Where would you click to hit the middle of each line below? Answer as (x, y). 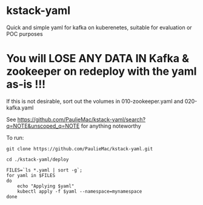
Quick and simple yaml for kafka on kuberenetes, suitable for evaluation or (99, 27)
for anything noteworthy (111, 126)
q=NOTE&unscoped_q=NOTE (43, 126)
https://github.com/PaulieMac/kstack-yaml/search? (82, 119)
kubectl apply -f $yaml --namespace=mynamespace (80, 191)
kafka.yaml (20, 108)
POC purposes (25, 33)
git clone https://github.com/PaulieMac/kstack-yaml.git (80, 149)
